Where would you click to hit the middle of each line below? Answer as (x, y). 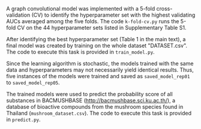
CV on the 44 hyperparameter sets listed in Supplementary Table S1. (102, 27)
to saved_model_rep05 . (33, 82)
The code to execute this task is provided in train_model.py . (80, 52)
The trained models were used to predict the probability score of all (89, 94)
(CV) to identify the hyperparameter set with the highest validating (113, 15)
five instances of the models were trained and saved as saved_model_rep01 (98, 76)
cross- (164, 9)
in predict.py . (23, 119)
